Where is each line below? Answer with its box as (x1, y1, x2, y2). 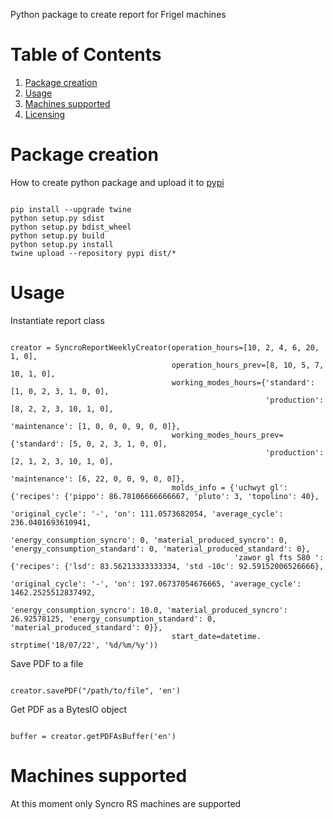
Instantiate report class (10, 314, 105, 326)
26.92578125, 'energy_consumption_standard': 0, (10, 614, 217, 624)
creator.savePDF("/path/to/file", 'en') (10, 685, 182, 696)
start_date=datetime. (171, 631, 262, 641)
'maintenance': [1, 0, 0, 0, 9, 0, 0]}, (10, 421, 182, 431)
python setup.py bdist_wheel (10, 222, 132, 232)
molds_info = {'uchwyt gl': (171, 482, 288, 493)
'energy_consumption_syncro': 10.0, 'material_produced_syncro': (10, 605, 288, 615)
